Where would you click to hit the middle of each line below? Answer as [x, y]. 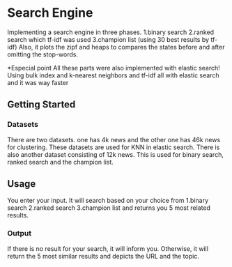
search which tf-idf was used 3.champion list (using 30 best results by [108, 39]
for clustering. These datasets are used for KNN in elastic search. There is [114, 147]
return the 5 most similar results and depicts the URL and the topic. [103, 256]
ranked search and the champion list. [60, 162]
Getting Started [41, 105]
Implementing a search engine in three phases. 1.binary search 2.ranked [111, 32]
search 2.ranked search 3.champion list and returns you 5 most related [109, 208]
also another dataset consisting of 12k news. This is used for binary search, [116, 154]
